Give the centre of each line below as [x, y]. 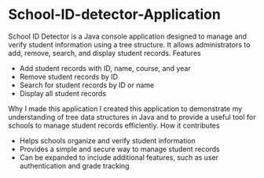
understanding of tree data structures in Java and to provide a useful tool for [132, 117]
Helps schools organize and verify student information [108, 140]
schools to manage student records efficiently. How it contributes [114, 125]
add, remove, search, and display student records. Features [105, 53]
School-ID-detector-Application [115, 15]
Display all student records [63, 93]
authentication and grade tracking [74, 165]
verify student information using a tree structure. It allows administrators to [129, 44]
